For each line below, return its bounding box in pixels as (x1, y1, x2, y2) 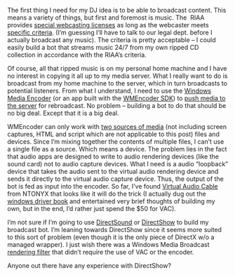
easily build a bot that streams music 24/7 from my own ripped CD (7, 43, 199, 51)
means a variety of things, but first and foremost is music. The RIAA (7, 13, 205, 22)
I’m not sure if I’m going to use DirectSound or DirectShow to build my (7, 218, 209, 227)
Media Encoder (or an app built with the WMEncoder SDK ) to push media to (7, 94, 226, 102)
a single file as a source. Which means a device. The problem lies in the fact (7, 145, 227, 153)
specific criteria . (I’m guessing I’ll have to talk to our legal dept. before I (7, 28, 213, 36)
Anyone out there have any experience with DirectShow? (7, 262, 172, 269)
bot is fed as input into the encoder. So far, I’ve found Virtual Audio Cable (7, 182, 219, 190)
